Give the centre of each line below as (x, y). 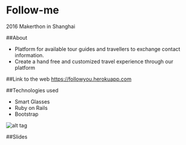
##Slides (17, 137)
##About (17, 37)
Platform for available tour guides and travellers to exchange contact (97, 49)
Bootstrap (26, 114)
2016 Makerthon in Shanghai (40, 26)
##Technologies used (32, 90)
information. (29, 55)
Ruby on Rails (31, 108)
